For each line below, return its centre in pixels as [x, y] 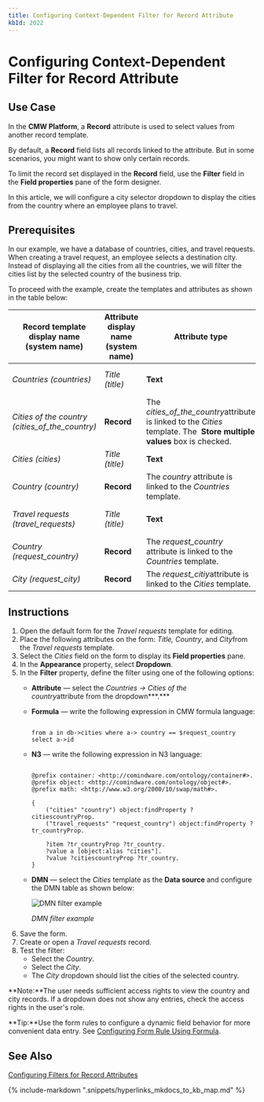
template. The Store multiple [200, 432]
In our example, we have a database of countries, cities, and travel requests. [132, 249]
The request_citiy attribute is [197, 574]
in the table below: [38, 298]
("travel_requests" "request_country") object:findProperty [146, 824]
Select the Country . [62, 959]
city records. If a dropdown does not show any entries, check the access [126, 999]
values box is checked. [189, 441]
